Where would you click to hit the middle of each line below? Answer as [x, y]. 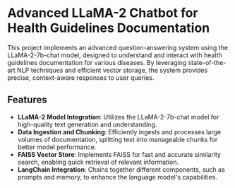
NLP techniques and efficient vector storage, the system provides [112, 70]
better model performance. [57, 147]
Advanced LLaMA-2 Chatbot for [103, 13]
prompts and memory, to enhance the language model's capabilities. [117, 177]
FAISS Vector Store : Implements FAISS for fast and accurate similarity [119, 154]
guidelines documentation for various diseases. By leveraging [97, 62]
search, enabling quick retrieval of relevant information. [98, 162]
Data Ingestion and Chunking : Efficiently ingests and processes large [119, 131]
